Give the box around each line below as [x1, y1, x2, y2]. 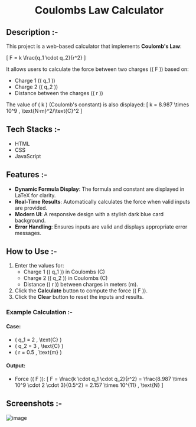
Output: [6, 362, 25, 369]
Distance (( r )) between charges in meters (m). [23, 281, 139, 288]
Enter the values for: [14, 262, 64, 269]
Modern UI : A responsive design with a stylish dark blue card [14, 210, 164, 217]
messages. [14, 229, 42, 236]
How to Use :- [6, 246, 57, 257]
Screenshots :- [6, 399, 63, 409]
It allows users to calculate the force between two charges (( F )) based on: [6, 66, 189, 73]
